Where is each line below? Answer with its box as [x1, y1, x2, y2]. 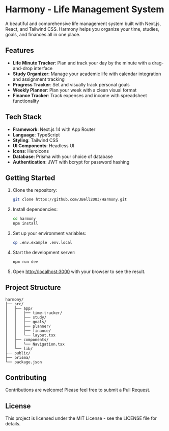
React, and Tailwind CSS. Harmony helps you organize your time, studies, [5, 26, 159, 32]
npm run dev [12, 259, 38, 264]
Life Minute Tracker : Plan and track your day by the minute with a [12, 60, 151, 66]
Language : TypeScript [12, 131, 60, 138]
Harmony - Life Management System [5, 4, 164, 15]
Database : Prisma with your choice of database [12, 153, 113, 160]
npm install [12, 221, 38, 226]
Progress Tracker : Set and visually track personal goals [12, 81, 130, 87]
